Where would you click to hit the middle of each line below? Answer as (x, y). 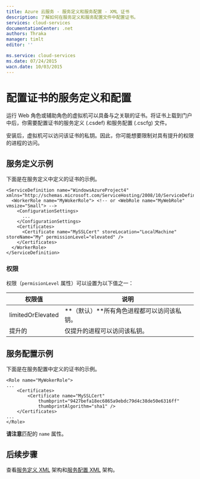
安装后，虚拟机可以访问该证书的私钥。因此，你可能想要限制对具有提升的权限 (100, 136)
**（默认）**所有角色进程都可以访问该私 (123, 311)
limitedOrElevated (34, 315)
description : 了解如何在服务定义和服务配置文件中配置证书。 (72, 17)
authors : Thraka (26, 34)
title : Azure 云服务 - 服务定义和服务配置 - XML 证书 (68, 12)
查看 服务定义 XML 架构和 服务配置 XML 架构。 (62, 470)
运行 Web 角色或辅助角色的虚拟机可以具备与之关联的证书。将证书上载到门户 (99, 115)
